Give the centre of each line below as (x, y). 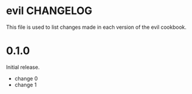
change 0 (26, 78)
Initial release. (23, 67)
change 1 (26, 85)
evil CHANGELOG (49, 11)
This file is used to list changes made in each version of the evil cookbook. (96, 27)
